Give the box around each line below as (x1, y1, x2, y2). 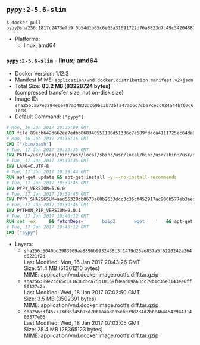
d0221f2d (23, 253, 46, 259)
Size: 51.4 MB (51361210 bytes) (23, 265, 100, 272)
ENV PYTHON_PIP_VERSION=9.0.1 (6, 208, 82, 214)
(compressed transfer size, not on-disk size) (14, 89, 124, 96)
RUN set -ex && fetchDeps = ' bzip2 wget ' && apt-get (6, 218, 193, 224)
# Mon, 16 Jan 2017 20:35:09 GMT (6, 125, 89, 131)
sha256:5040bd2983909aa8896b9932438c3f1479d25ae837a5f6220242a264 (23, 247, 192, 254)
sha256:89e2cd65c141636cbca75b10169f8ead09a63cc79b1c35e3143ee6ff (23, 278, 192, 284)
